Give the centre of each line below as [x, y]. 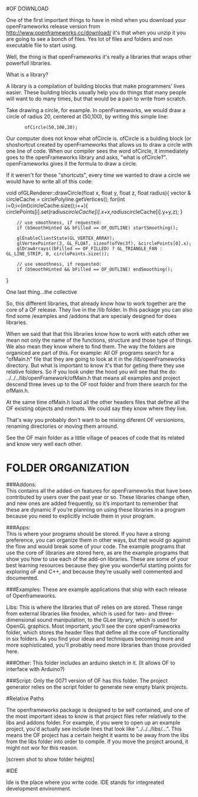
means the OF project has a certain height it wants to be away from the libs [98, 735]
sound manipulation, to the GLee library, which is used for [107, 620]
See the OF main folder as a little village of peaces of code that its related [95, 438]
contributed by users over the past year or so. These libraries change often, [98, 497]
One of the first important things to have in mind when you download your [96, 20]
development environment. [39, 788]
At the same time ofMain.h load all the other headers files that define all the [98, 402]
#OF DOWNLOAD [27, 9]
